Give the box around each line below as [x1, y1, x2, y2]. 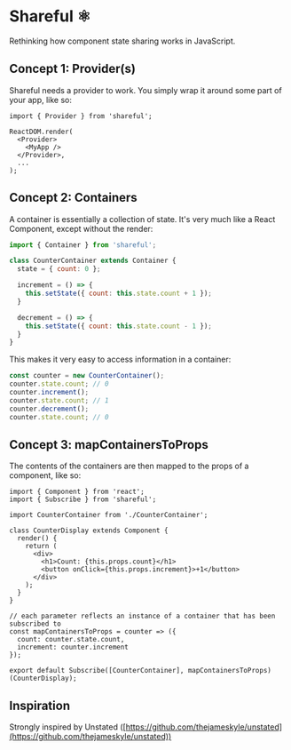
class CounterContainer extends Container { [9, 256, 177, 266]
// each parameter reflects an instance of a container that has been [9, 611, 276, 621]
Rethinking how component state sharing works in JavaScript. [9, 36, 236, 46]
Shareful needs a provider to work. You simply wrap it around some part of [9, 84, 282, 95]
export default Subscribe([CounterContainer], [9, 666, 185, 675]
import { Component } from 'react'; [9, 487, 145, 497]
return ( [25, 542, 58, 551]
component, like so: [9, 470, 82, 481]
